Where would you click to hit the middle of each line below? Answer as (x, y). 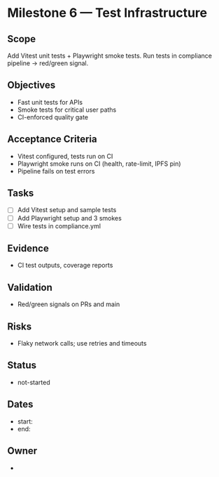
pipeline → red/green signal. (48, 63)
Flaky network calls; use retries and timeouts (82, 344)
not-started (34, 382)
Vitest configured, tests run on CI (65, 156)
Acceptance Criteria (52, 139)
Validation (30, 287)
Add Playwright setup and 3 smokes (70, 218)
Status (22, 366)
